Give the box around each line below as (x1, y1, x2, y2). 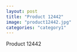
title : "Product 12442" (6, 14, 64, 20)
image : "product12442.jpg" (6, 19, 72, 25)
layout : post (6, 8, 38, 14)
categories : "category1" (6, 24, 66, 31)
